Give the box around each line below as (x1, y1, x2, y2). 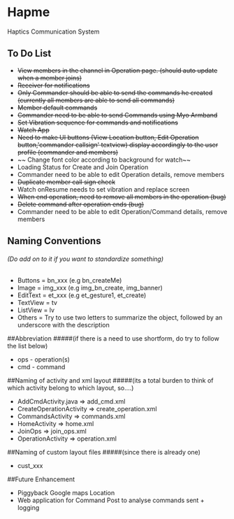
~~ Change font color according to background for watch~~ (17, 155, 191, 164)
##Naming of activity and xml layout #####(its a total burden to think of (7, 376, 214, 385)
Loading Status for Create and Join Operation (17, 162, 149, 171)
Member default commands (17, 103, 98, 112)
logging (17, 504, 40, 512)
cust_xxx (17, 462, 43, 470)
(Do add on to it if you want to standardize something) (7, 255, 164, 263)
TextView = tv (17, 299, 58, 307)
